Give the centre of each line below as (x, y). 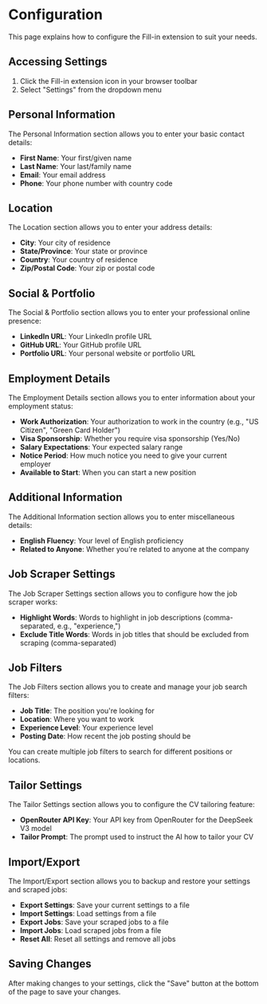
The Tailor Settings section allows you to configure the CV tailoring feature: (132, 805)
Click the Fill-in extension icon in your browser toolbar (108, 81)
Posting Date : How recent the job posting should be (105, 736)
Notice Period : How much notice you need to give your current (123, 455)
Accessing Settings (58, 62)
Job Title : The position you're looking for (87, 711)
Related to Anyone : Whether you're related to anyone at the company (134, 549)
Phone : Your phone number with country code (96, 183)
